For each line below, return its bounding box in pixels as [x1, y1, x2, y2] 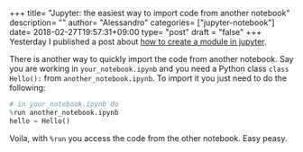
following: [9, 83, 46, 93]
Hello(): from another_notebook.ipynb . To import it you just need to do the [9, 73, 287, 84]
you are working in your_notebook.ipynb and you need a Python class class [9, 63, 289, 74]
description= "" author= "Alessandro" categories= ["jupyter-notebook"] [9, 17, 275, 28]
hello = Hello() [9, 116, 70, 125]
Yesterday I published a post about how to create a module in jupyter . [9, 36, 268, 47]
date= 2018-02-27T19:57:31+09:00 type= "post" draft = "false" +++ [9, 27, 262, 37]
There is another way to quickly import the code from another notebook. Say [9, 54, 294, 64]
